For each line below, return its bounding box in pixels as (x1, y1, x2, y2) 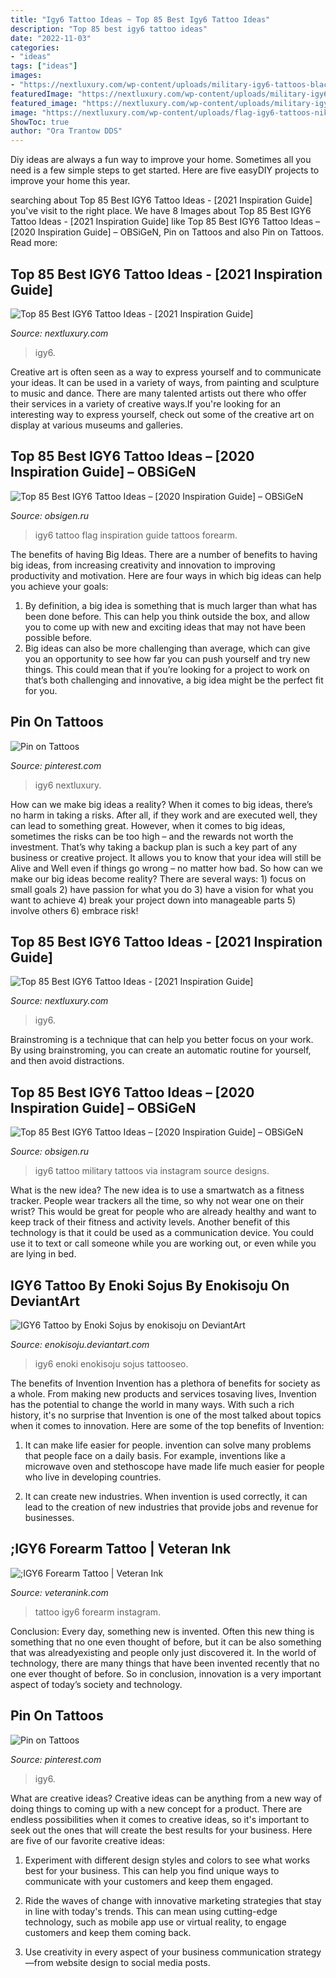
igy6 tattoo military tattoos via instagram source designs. (34, 1165, 270, 1177)
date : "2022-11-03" (10, 33, 92, 43)
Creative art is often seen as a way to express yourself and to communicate (10, 366, 322, 378)
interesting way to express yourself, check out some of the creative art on (10, 408, 315, 420)
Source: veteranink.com (10, 1586, 109, 1598)
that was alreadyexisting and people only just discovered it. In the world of (10, 1646, 317, 1658)
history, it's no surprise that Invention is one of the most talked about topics (10, 1409, 322, 1421)
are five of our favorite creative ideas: (10, 1834, 166, 1846)
